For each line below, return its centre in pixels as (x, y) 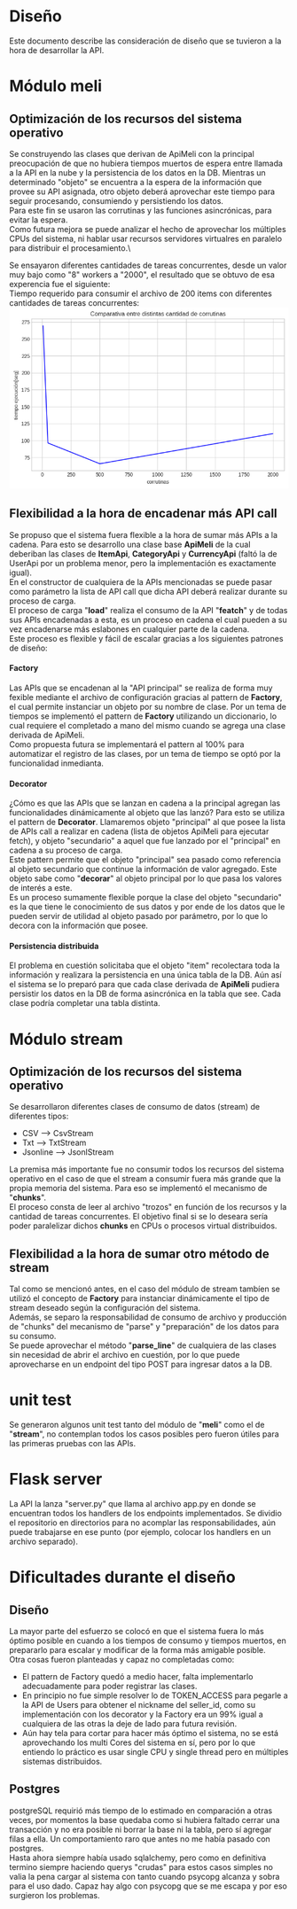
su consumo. (33, 1336)
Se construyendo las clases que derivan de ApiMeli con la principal (132, 153)
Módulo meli (56, 86)
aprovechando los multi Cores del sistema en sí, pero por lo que (138, 1742)
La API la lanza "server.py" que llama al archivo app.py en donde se (133, 1504)
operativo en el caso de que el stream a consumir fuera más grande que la (145, 1179)
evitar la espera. (39, 220)
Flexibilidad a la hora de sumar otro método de (140, 1254)
